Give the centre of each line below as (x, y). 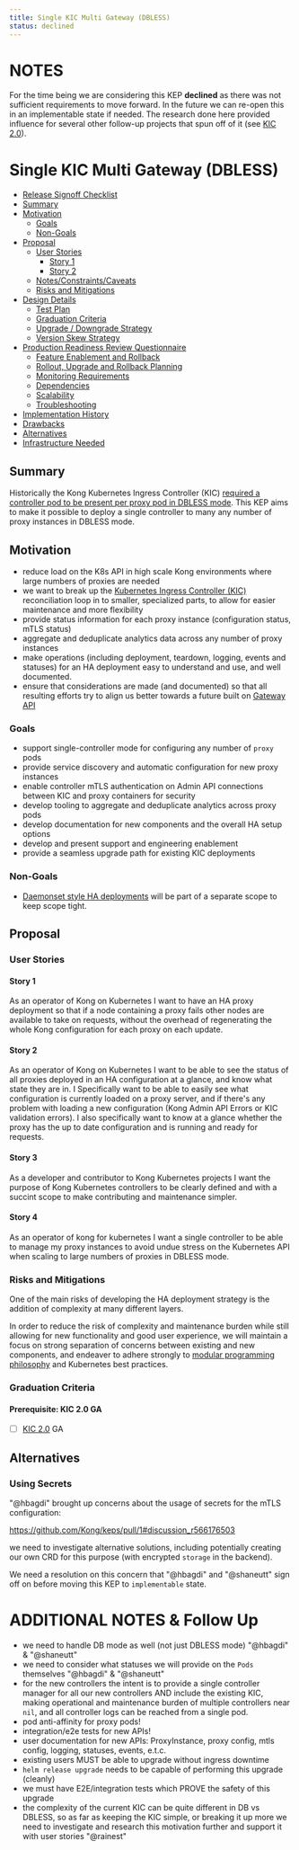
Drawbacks (44, 424)
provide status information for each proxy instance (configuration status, (157, 619)
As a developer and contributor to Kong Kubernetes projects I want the (140, 1178)
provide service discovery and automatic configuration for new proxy (150, 767)
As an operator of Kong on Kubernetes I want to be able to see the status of (149, 1070)
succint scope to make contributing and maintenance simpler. (123, 1196)
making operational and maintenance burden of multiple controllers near (156, 1702)
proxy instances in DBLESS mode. (72, 521)
